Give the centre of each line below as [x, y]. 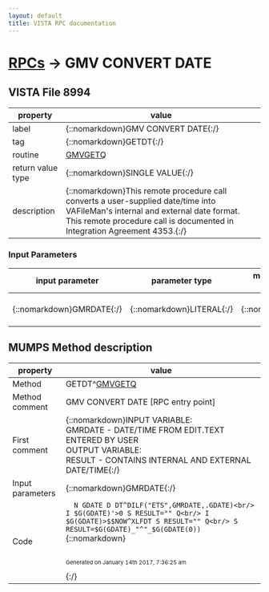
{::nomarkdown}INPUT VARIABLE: [129, 420]
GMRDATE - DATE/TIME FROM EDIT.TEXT [145, 430]
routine [26, 155]
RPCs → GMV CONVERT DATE [110, 63]
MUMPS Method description [80, 348]
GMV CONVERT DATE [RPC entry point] [141, 402]
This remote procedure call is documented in [150, 221]
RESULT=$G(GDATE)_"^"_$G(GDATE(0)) [133, 529]
